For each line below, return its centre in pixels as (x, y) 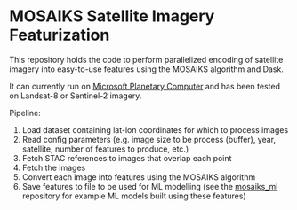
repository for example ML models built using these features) (134, 196)
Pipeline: (25, 113)
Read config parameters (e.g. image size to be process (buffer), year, (149, 139)
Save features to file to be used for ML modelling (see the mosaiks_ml (150, 186)
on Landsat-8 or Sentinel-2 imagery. (76, 96)
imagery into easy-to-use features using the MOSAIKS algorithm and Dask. (147, 69)
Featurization (60, 35)
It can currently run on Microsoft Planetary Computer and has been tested (144, 86)
